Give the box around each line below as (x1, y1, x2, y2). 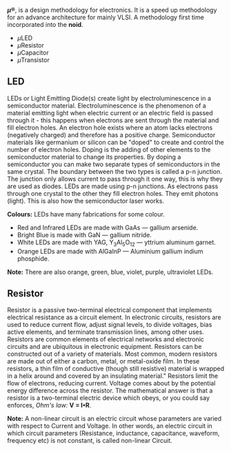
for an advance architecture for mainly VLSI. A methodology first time (7, 13, 205, 21)
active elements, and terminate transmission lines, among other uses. (7, 328, 205, 337)
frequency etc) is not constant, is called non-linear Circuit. (7, 437, 172, 445)
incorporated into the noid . (7, 21, 84, 28)
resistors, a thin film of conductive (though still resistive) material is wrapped (7, 365, 225, 373)
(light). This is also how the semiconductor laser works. (7, 197, 164, 205)
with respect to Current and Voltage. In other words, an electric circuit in (7, 422, 212, 430)
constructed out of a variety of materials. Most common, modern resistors (7, 350, 218, 358)
